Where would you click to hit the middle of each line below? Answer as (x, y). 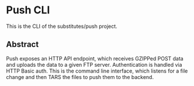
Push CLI (28, 10)
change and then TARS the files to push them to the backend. (80, 77)
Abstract (22, 44)
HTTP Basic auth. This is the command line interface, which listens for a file (97, 71)
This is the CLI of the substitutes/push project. (62, 26)
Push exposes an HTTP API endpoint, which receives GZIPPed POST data (95, 58)
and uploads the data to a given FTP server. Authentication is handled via (94, 64)
